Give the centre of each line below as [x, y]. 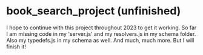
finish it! [16, 47]
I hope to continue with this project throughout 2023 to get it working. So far [101, 27]
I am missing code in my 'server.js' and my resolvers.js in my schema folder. [101, 33]
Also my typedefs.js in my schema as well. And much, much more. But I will [100, 40]
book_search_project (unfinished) [94, 11]
